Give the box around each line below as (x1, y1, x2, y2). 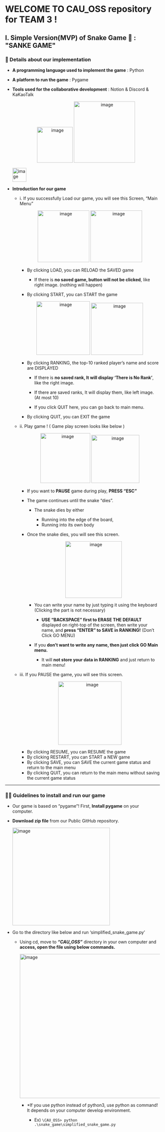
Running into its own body (41, 521, 94, 528)
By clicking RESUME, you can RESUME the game (27, 749, 126, 755)
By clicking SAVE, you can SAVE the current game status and (27, 759, 151, 765)
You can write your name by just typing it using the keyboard (34, 602, 157, 608)
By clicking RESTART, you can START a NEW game (27, 754, 130, 760)
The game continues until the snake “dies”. (27, 497, 114, 503)
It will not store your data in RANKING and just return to (41, 656, 155, 662)
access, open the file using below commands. (19, 944, 115, 950)
